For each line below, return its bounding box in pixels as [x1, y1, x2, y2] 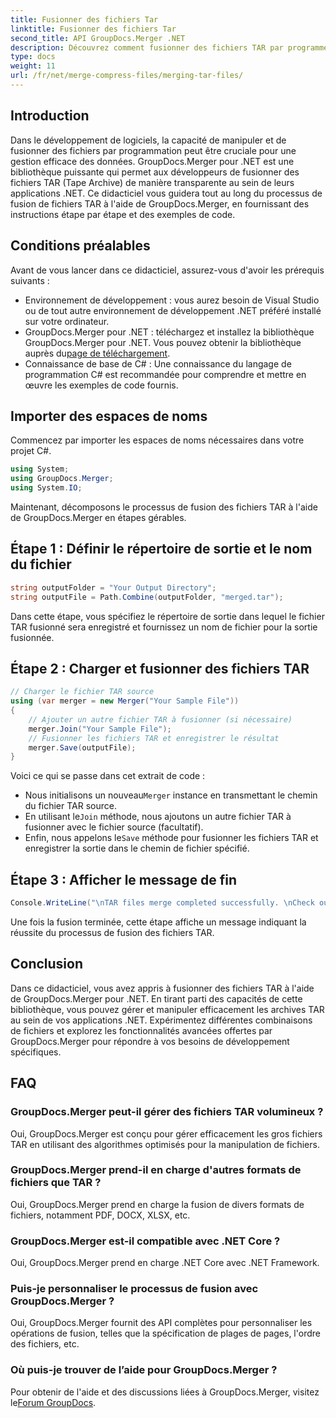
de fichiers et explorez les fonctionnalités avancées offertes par [10, 1024, 273, 1036]
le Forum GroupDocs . [10, 1396, 97, 1408]
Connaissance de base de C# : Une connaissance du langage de [24, 357, 292, 370]
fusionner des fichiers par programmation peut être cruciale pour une [10, 144, 297, 156]
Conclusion [10, 956, 84, 973]
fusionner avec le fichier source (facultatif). [24, 821, 204, 833]
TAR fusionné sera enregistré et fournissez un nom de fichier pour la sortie [10, 621, 318, 633]
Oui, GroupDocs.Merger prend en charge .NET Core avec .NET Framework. [10, 1257, 320, 1269]
